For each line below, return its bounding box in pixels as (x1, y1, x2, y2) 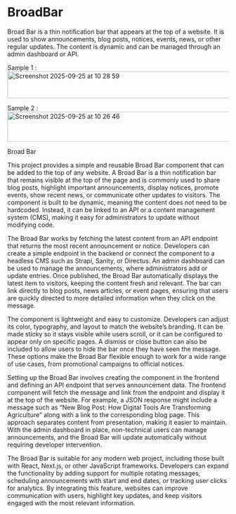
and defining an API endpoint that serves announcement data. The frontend (7, 381, 226, 389)
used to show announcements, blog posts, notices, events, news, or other (7, 34, 221, 43)
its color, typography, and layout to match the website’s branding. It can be (7, 322, 223, 331)
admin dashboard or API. (7, 50, 79, 58)
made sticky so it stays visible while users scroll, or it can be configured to (7, 329, 223, 338)
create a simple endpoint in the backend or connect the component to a (7, 249, 215, 257)
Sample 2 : (7, 103, 39, 112)
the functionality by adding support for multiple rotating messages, (7, 468, 201, 477)
